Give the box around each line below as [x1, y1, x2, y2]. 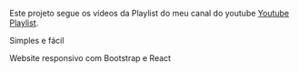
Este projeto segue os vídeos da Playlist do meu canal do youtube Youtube [9, 8, 290, 18]
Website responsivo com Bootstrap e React [9, 53, 171, 63]
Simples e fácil [9, 36, 65, 46]
